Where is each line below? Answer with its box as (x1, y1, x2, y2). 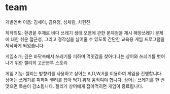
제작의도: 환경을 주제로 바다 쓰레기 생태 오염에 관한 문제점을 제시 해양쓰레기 (5, 29, 154, 36)
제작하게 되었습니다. (5, 42, 45, 48)
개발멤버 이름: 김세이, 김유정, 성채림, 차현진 (5, 19, 90, 25)
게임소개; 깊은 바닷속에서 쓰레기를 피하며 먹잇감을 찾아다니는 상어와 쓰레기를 (5, 53, 156, 59)
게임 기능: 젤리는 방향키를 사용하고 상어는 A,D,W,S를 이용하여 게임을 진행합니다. (5, 70, 163, 76)
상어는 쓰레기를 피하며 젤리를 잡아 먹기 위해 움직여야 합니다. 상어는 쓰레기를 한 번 (5, 77, 165, 83)
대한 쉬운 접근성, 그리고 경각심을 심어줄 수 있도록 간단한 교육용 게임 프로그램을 (10, 36, 165, 42)
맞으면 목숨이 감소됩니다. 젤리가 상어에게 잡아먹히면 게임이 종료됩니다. (5, 83, 144, 89)
